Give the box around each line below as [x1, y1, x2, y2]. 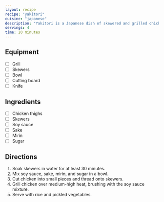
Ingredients [5, 97, 41, 106]
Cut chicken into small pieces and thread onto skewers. [12, 176, 123, 182]
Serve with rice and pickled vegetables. [12, 192, 92, 198]
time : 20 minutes [5, 30, 41, 35]
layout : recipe [5, 7, 36, 12]
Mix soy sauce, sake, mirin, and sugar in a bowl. [12, 171, 109, 177]
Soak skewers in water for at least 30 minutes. [12, 166, 106, 172]
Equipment [5, 48, 39, 56]
